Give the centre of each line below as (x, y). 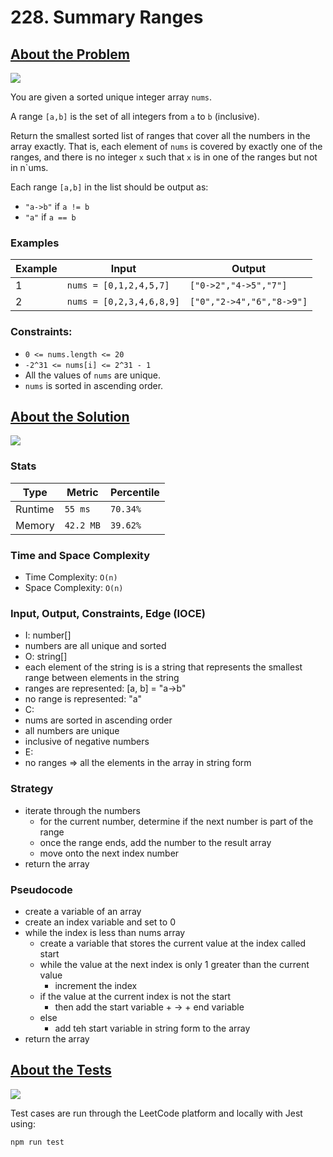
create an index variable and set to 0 (100, 922)
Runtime (35, 509)
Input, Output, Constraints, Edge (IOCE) (108, 613)
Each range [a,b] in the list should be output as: (109, 187)
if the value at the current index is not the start (135, 996)
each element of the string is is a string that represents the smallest (163, 667)
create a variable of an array (83, 911)
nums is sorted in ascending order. (94, 385)
